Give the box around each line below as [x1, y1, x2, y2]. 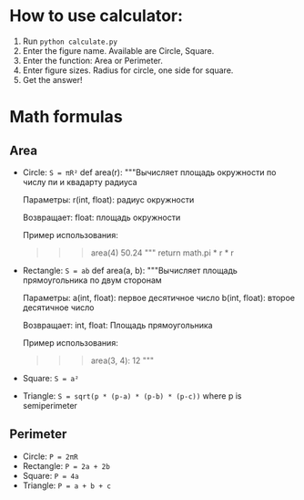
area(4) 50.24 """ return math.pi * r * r [90, 247, 235, 258]
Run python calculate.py [22, 36, 118, 47]
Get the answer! [22, 74, 84, 85]
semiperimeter [22, 400, 77, 411]
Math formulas [9, 107, 123, 128]
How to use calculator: [9, 5, 184, 26]
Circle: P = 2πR [22, 451, 79, 462]
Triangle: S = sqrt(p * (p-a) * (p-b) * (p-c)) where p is [22, 390, 242, 401]
